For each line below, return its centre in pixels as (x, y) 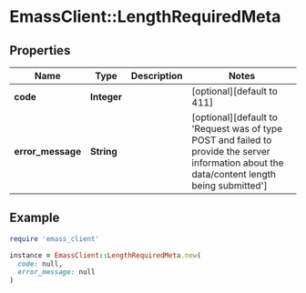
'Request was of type (237, 129)
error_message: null (56, 272)
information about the (238, 163)
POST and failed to (232, 140)
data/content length (234, 174)
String (104, 152)
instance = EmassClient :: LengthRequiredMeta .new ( (106, 255)
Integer (106, 97)
